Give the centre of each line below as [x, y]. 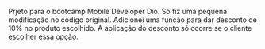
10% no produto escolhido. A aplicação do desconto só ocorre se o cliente [130, 28]
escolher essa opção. [44, 36]
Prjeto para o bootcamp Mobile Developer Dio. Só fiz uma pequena [118, 11]
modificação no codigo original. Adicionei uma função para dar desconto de [133, 20]
